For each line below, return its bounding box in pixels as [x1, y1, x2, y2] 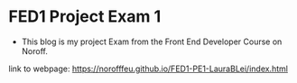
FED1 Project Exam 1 [8, 6, 162, 27]
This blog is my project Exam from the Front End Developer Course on [21, 36, 283, 47]
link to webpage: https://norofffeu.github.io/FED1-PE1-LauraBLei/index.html [8, 63, 288, 74]
